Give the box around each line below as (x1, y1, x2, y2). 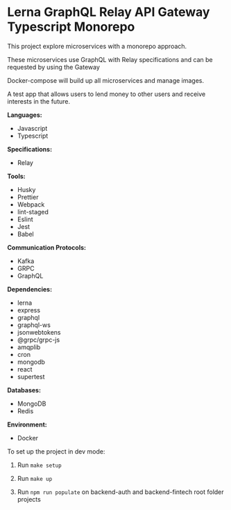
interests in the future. (7, 97, 71, 105)
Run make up (17, 474, 53, 482)
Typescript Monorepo (7, 19, 135, 35)
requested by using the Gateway (7, 63, 101, 71)
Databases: (7, 385, 42, 394)
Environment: (7, 420, 47, 429)
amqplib (17, 342, 41, 351)
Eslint (17, 215, 33, 223)
